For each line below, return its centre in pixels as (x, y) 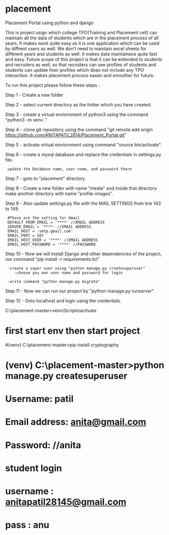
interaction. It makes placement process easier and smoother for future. (80, 75)
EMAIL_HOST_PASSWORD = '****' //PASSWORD (51, 244)
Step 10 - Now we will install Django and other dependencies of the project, (84, 254)
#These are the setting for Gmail (44, 218)
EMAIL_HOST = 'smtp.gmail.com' (40, 231)
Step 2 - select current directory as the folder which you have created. (78, 104)
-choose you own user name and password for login (69, 273)
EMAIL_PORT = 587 (25, 235)
